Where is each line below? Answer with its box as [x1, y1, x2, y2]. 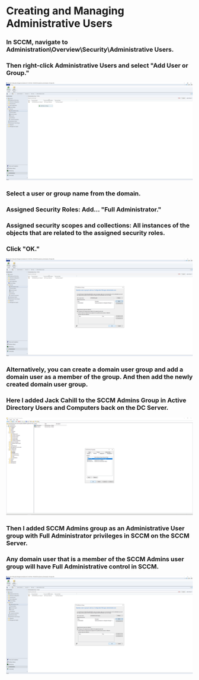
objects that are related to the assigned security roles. [6, 229, 166, 237]
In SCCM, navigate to [6, 38, 68, 46]
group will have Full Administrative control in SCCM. [6, 562, 159, 571]
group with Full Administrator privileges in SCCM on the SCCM [6, 532, 190, 540]
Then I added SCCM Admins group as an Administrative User [6, 524, 185, 533]
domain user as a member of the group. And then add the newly [6, 373, 193, 381]
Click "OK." [6, 245, 40, 253]
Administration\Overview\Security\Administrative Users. [6, 46, 174, 54]
